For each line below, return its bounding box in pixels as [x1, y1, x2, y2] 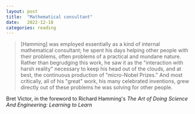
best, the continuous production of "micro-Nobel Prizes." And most [20, 72, 183, 79]
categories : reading [6, 24, 57, 31]
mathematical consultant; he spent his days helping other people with [20, 47, 189, 54]
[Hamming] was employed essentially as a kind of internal [20, 41, 160, 48]
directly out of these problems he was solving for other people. [20, 84, 173, 91]
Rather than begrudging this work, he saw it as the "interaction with [20, 59, 183, 66]
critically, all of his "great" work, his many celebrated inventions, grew [20, 78, 189, 85]
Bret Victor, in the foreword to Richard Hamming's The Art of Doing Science [6, 95, 189, 102]
